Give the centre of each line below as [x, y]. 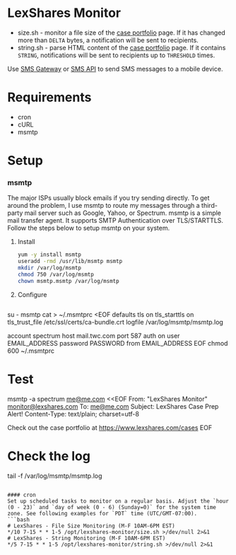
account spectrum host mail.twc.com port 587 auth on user [94, 335]
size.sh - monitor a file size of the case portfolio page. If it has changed [122, 33]
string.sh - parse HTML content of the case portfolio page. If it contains [122, 47]
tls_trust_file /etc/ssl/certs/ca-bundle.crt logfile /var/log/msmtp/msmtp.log [116, 322]
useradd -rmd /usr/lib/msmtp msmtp [70, 262]
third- [209, 206]
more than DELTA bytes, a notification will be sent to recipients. [108, 40]
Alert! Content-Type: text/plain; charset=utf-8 [73, 414]
